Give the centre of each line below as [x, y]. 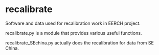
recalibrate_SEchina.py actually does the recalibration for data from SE [80, 43]
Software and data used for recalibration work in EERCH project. [73, 23]
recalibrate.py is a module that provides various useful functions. [74, 33]
